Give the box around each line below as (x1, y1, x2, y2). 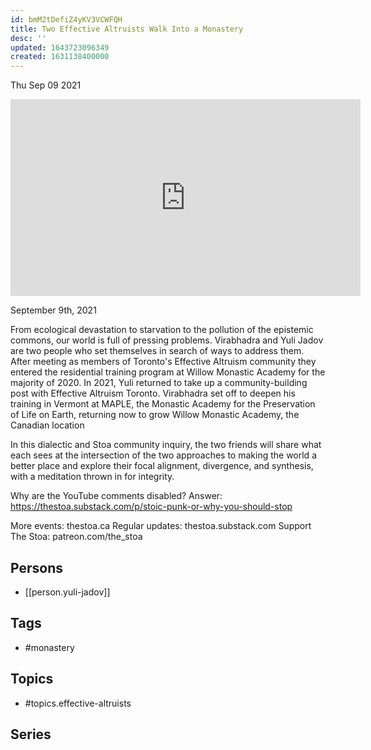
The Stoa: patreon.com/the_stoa (10, 531, 143, 543)
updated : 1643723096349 (10, 42, 110, 53)
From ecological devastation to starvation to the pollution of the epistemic (10, 324, 314, 336)
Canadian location (10, 419, 85, 431)
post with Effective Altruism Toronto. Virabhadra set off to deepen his (10, 387, 296, 400)
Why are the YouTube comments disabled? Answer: (10, 490, 223, 502)
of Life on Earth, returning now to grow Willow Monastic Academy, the (10, 409, 300, 421)
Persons (10, 559, 63, 576)
